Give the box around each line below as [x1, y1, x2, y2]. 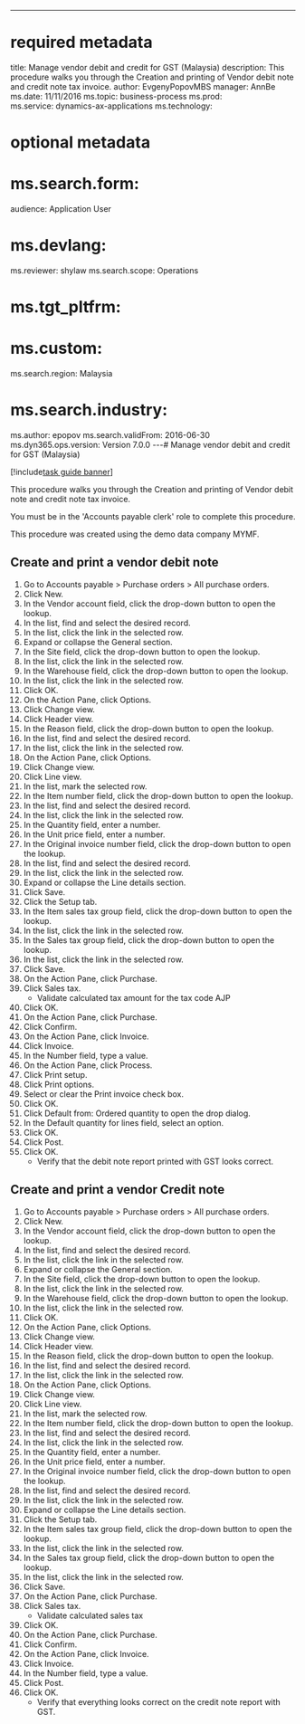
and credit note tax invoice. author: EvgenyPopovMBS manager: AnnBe [10, 81, 276, 91]
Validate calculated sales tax [36, 1610, 144, 1621]
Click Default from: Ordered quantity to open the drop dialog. [23, 1108, 252, 1119]
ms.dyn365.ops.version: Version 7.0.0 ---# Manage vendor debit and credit [10, 440, 291, 451]
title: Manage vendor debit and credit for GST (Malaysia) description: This [10, 62, 285, 72]
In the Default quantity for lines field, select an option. [23, 1117, 224, 1128]
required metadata [10, 33, 153, 52]
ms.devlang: [10, 235, 107, 256]
